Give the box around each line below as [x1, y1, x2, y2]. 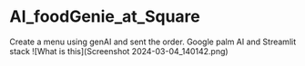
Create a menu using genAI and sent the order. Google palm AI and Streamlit [9, 36, 297, 47]
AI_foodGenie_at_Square [9, 6, 200, 27]
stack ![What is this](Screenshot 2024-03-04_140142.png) [9, 45, 229, 56]
